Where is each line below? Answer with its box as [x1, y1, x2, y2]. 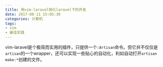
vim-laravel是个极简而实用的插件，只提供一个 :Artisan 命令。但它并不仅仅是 [5, 44, 158, 50]
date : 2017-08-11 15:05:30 [5, 12, 61, 17]
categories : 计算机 [5, 16, 43, 21]
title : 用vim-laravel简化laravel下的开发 [5, 7, 86, 12]
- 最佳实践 [5, 30, 25, 35]
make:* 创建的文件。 [5, 57, 44, 62]
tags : [5, 21, 16, 26]
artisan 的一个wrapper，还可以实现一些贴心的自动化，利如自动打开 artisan [5, 50, 157, 56]
